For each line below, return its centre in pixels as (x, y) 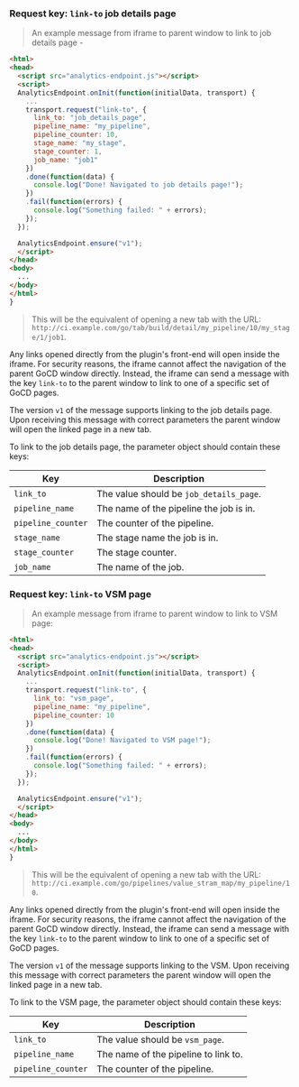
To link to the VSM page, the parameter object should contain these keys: (145, 1002)
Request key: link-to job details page (93, 14)
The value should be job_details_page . (178, 493)
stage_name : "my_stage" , (80, 143)
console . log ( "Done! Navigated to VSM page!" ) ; (122, 741)
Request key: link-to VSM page (80, 594)
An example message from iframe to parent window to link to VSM (154, 613)
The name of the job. (140, 567)
